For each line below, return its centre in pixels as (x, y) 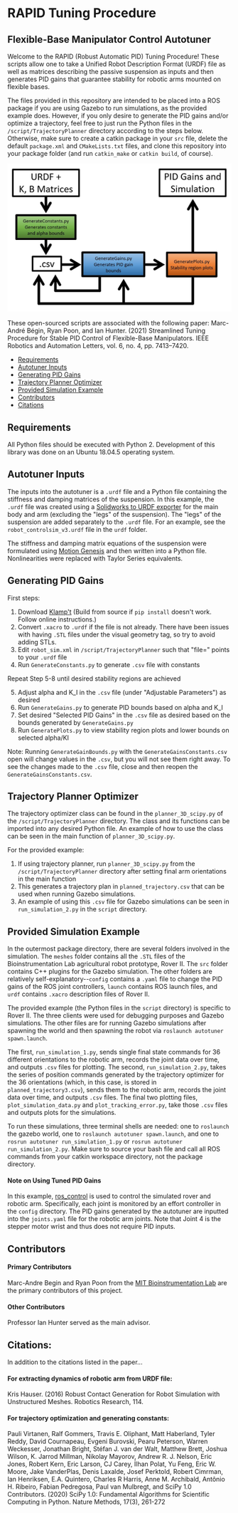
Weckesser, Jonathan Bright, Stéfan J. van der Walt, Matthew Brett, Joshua (117, 1449)
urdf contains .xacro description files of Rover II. (79, 994)
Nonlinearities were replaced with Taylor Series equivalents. (95, 558)
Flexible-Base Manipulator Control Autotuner (109, 40)
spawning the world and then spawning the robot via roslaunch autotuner (115, 1031)
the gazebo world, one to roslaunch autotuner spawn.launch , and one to (113, 1134)
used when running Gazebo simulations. (77, 894)
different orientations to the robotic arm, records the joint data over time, (114, 1059)
